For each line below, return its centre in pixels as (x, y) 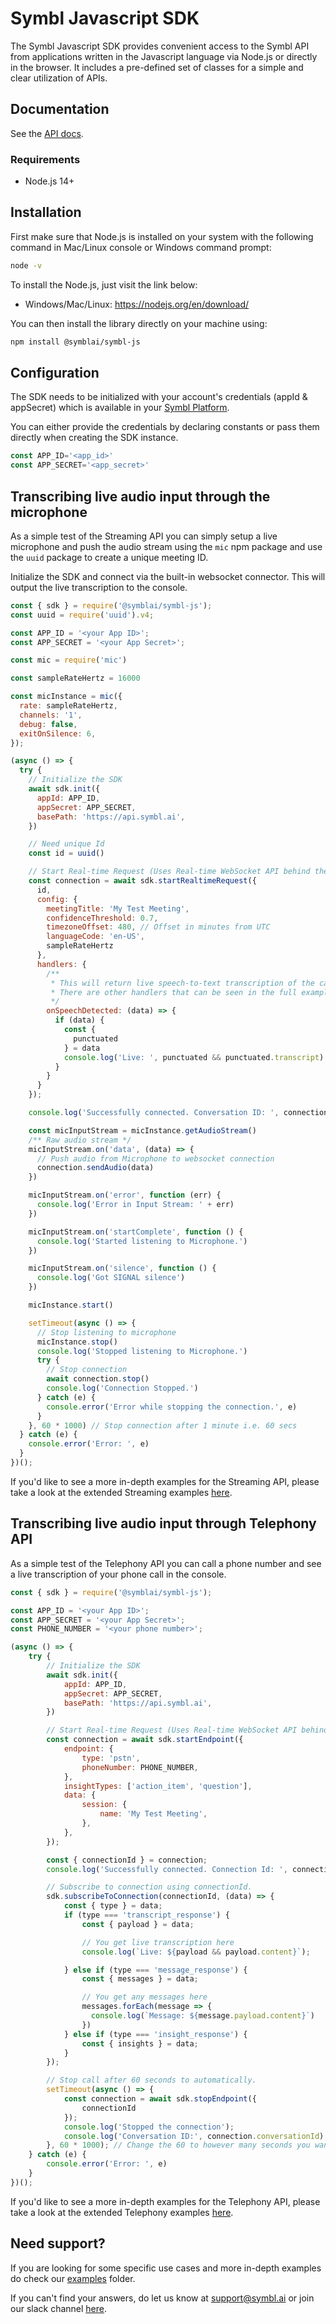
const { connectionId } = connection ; (127, 1860)
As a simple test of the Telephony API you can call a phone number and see (166, 1563)
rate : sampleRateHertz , (68, 706)
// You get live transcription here (158, 1942)
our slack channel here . (58, 2308)
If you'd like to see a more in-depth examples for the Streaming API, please (165, 1481)
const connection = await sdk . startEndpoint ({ (145, 1740)
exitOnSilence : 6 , (58, 733)
